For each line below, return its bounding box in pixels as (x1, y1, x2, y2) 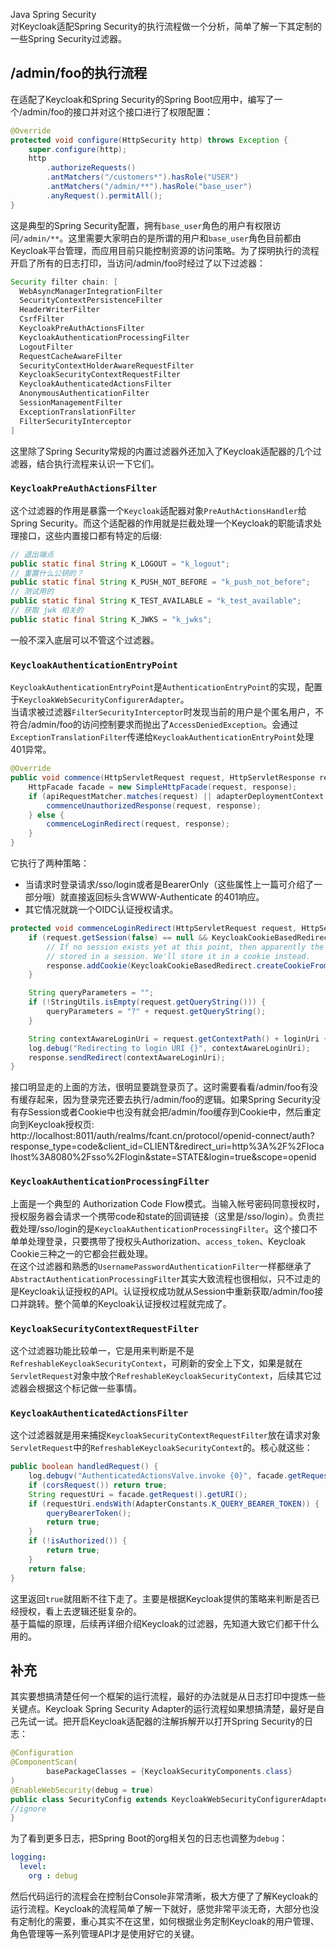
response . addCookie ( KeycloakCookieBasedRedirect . (46, 960, 257, 971)
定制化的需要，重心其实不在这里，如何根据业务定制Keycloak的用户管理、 (18, 1915, 320, 1927)
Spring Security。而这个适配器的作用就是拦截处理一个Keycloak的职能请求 (10, 517, 313, 529)
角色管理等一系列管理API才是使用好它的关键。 (10, 1927, 200, 1939)
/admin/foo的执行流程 (10, 65, 148, 82)
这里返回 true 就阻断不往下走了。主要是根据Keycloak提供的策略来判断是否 (10, 1592, 312, 1604)
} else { (28, 810, 65, 820)
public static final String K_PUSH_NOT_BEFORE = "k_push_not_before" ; (10, 577, 311, 588)
